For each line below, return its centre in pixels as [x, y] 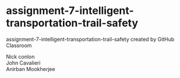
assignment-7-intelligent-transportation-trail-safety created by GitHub [90, 39]
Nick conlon [20, 56]
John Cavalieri [23, 63]
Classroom [19, 45]
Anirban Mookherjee [31, 69]
